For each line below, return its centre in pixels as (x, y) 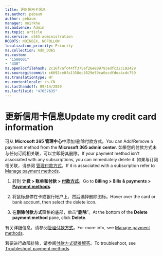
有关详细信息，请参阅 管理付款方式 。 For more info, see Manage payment (78, 228)
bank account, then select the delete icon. (54, 202)
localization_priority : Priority (39, 46)
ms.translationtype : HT (29, 77)
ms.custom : (16, 55)
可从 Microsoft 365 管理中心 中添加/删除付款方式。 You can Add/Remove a (79, 141)
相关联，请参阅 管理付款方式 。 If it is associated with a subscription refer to (80, 165)
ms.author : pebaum (24, 14)
